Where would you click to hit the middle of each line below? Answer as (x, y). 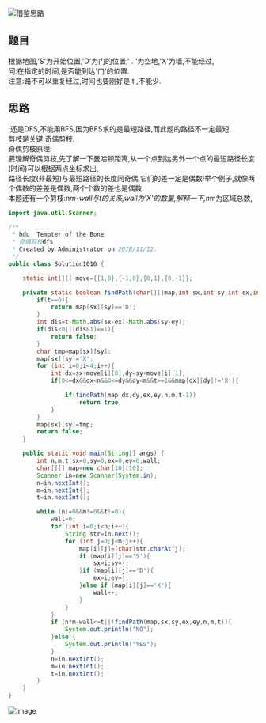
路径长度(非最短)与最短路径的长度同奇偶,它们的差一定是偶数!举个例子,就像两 (132, 178)
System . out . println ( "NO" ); (109, 630)
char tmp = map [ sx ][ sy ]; (74, 351)
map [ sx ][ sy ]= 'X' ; (65, 359)
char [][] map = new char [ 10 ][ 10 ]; (90, 468)
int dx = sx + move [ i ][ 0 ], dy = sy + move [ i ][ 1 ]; (118, 373)
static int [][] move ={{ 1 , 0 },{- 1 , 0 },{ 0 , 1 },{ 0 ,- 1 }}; (108, 278)
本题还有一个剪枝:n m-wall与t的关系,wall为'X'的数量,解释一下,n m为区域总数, (131, 198)
